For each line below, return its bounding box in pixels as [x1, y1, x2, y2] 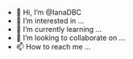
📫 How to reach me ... [15, 42, 91, 51]
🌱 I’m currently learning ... [15, 25, 102, 33]
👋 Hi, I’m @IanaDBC [15, 8, 82, 17]
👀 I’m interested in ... [15, 16, 85, 26]
